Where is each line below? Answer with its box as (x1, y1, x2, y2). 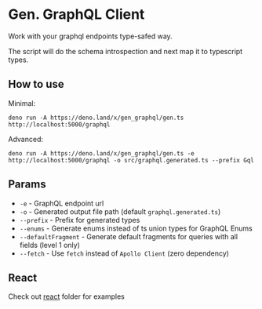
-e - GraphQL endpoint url (19, 198, 104, 208)
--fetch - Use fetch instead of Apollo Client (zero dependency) (19, 249, 230, 258)
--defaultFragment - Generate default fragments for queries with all (19, 231, 238, 241)
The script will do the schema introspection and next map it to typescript (8, 46, 243, 56)
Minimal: (8, 98, 36, 107)
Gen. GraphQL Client (8, 5, 145, 24)
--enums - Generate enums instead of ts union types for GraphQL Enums (19, 224, 253, 233)
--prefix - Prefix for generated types (19, 215, 140, 224)
